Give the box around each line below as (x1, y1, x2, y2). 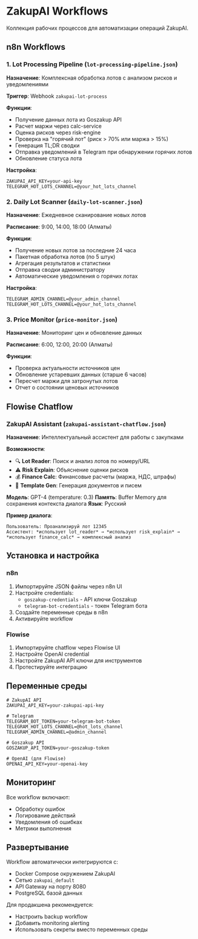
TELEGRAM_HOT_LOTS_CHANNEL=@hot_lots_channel (6, 723, 123, 730)
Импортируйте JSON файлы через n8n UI (15, 582, 122, 590)
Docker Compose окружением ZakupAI (15, 870, 116, 878)
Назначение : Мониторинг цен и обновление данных (6, 329, 142, 337)
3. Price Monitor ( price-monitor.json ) (6, 315, 118, 323)
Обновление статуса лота (15, 154, 82, 162)
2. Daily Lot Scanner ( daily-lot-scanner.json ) (6, 198, 143, 206)
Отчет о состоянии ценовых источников (15, 384, 119, 391)
